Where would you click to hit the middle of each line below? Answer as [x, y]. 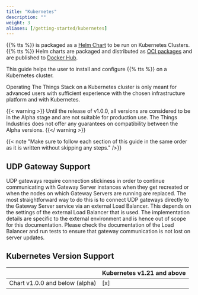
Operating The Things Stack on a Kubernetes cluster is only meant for [92, 87]
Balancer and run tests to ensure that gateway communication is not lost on [98, 231]
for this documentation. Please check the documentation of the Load [90, 225]
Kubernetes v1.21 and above [144, 272]
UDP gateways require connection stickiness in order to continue [85, 181]
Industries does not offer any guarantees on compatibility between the [92, 124]
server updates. [25, 237]
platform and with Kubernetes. [43, 100]
